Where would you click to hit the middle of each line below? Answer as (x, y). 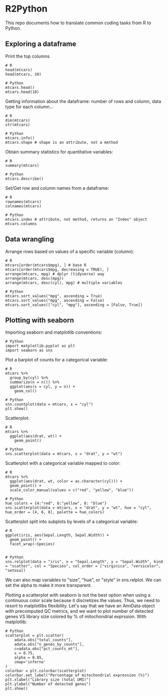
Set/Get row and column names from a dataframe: (57, 188)
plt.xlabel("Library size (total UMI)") (48, 680)
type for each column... (29, 106)
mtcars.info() (20, 138)
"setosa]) (16, 571)
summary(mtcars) (22, 165)
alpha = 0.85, (29, 658)
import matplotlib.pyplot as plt (40, 346)
